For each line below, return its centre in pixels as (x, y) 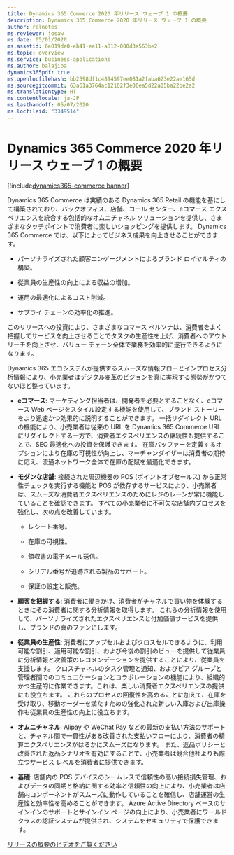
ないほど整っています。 (41, 385)
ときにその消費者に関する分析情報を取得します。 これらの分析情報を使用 (122, 609)
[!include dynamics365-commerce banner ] (68, 186)
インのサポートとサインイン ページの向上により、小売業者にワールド (128, 812)
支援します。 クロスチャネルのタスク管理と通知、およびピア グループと (119, 668)
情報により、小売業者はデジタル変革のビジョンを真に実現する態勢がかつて (120, 377)
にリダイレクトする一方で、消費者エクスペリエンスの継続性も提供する (118, 436)
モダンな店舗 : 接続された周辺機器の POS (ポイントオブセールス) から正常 (122, 476)
